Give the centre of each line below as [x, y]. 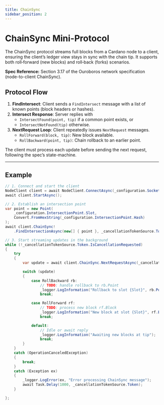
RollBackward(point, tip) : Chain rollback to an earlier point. [80, 140]
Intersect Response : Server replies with [52, 114]
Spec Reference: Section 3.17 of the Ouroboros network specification [75, 72]
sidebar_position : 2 [26, 14]
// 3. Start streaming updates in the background [57, 240]
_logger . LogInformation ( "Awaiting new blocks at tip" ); [98, 335]
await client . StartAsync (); [34, 195]
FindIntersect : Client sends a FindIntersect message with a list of [79, 104]
